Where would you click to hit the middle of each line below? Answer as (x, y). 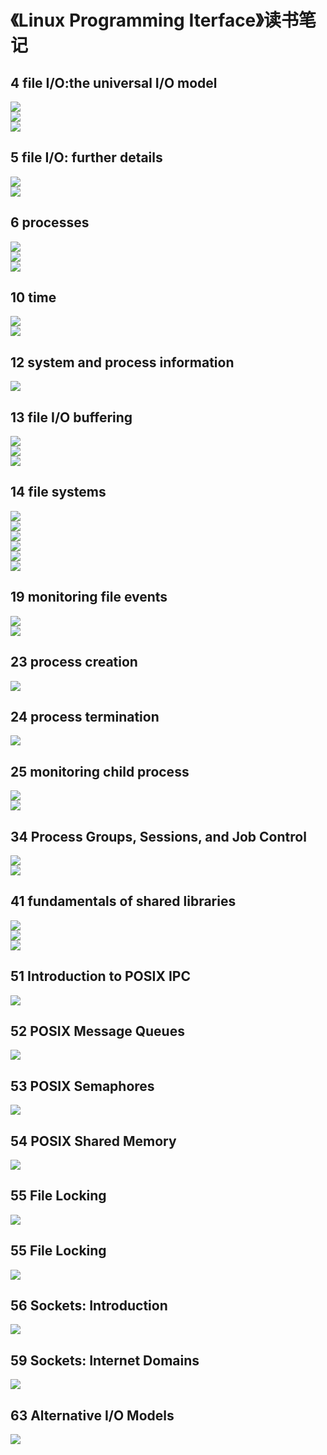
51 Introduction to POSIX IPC (100, 976)
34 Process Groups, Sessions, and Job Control (158, 836)
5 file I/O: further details (86, 157)
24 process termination (85, 716)
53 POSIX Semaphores (82, 1086)
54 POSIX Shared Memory (93, 1141)
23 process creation (74, 662)
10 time (33, 297)
